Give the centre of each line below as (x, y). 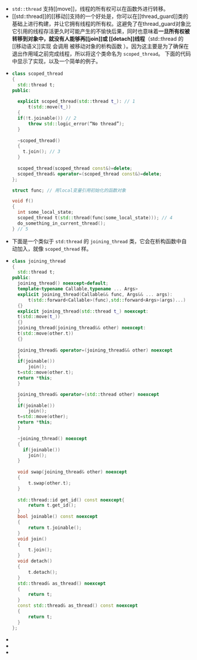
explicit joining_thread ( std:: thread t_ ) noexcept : (83, 311)
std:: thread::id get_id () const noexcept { (71, 500)
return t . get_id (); (52, 505)
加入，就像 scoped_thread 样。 (54, 249)
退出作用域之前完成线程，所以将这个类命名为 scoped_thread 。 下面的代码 (101, 54)
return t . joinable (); (55, 528)
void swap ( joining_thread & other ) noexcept (72, 472)
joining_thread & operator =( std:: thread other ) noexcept (88, 394)
